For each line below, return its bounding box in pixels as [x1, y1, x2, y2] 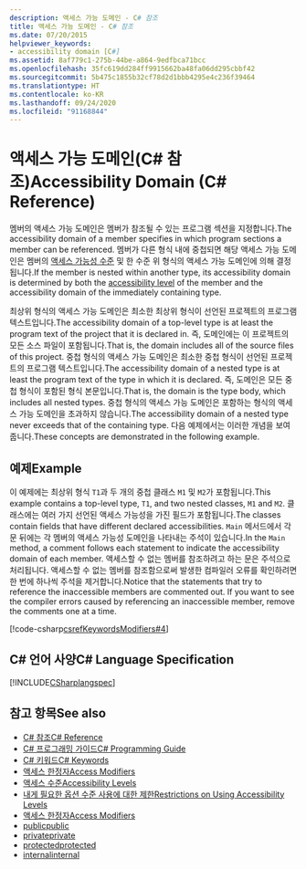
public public [22, 820, 70, 831]
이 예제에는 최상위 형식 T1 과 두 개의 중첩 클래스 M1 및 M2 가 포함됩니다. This [9, 487, 271, 497]
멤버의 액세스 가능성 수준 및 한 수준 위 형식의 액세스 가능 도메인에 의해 [26, 256, 275, 267]
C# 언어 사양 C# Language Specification [9, 652, 235, 667]
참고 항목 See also [9, 706, 107, 721]
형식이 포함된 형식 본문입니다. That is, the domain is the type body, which [18, 385, 286, 397]
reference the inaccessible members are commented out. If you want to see [9, 586, 295, 597]
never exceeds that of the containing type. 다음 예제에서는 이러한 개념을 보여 [9, 420, 290, 431]
